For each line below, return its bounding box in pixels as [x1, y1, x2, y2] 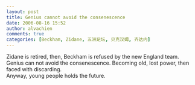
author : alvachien [6, 25, 53, 32]
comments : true [6, 31, 45, 37]
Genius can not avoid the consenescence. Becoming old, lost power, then [6, 59, 190, 66]
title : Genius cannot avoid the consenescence [6, 14, 126, 20]
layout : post [6, 8, 39, 15]
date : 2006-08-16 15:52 [6, 20, 66, 26]
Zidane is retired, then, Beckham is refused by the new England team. [6, 53, 179, 60]
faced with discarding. [6, 66, 62, 72]
